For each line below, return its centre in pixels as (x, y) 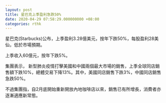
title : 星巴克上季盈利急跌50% (33, 14)
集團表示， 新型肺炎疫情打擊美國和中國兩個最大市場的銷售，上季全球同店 (80, 66)
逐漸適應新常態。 (23, 95)
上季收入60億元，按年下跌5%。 (38, 55)
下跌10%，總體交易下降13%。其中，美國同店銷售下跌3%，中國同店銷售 (87, 72)
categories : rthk (23, 24)
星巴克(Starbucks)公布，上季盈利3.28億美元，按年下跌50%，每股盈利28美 (82, 38)
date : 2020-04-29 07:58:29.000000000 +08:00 (52, 19)
